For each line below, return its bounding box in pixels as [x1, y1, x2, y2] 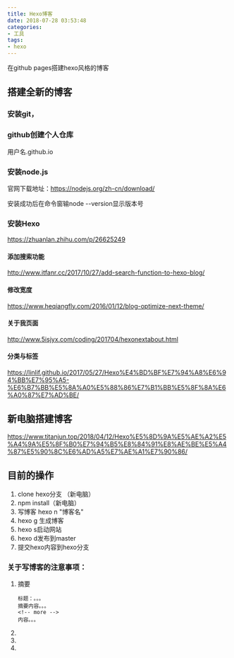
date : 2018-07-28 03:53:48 [7, 17, 87, 24]
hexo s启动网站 [17, 525, 62, 533]
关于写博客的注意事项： [7, 562, 87, 572]
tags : [7, 37, 23, 44]
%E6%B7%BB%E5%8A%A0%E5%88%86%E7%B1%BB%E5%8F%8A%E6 [7, 383, 226, 392]
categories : [7, 23, 42, 30]
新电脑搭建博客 [7, 413, 73, 425]
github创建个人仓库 [7, 130, 74, 140]
